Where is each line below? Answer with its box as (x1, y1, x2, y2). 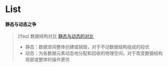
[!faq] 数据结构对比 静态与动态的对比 (17, 33, 94, 39)
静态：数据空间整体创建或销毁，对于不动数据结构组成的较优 (25, 44, 150, 50)
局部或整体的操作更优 (25, 56, 70, 62)
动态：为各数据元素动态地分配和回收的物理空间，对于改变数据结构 (25, 50, 163, 56)
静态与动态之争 (5, 21, 36, 27)
